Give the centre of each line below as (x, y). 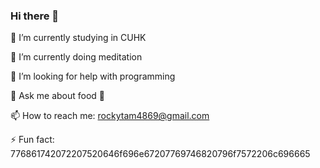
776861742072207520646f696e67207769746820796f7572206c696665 (160, 154)
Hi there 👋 (35, 16)
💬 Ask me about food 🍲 (58, 96)
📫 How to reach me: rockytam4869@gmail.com (110, 116)
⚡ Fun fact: (32, 140)
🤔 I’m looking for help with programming (93, 76)
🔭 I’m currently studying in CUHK (78, 38)
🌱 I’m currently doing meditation (76, 57)
